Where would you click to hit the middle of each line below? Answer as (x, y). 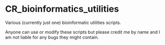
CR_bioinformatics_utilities (62, 9)
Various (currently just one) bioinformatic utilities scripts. (63, 22)
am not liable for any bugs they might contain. (52, 37)
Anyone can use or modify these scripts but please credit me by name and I (83, 32)
